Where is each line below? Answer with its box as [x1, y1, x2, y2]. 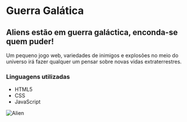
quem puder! [6, 36, 54, 46]
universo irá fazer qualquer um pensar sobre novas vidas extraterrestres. [6, 58, 182, 65]
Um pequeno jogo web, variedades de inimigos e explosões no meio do [6, 52, 179, 59]
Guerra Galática [6, 4, 84, 18]
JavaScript [14, 98, 41, 106]
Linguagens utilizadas [6, 72, 70, 81]
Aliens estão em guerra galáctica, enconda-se [6, 27, 178, 37]
